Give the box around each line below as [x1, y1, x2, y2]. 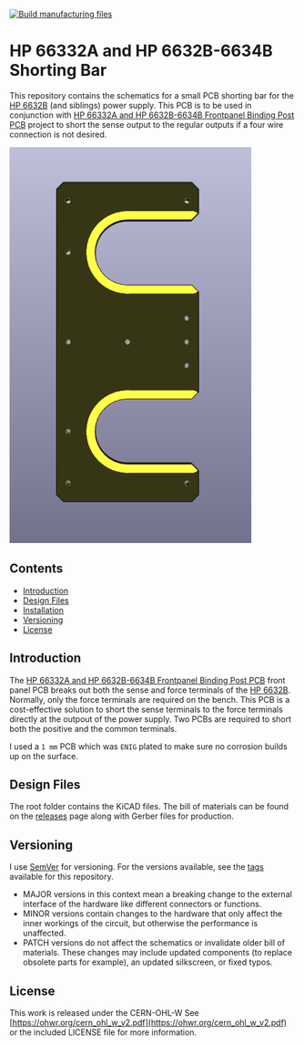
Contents [9, 561, 64, 577]
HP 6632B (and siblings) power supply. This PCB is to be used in [9, 99, 252, 110]
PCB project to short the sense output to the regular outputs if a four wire [9, 119, 284, 130]
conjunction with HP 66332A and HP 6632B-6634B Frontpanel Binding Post [9, 110, 295, 120]
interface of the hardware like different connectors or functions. [22, 899, 262, 910]
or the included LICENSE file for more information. [9, 1027, 198, 1038]
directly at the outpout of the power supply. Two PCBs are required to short [9, 713, 292, 725]
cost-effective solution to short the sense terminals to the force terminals [9, 704, 284, 715]
